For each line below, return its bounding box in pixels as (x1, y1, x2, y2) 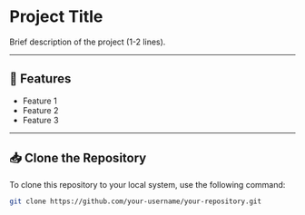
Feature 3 (22, 114, 59, 125)
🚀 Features (9, 71, 72, 87)
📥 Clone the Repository (9, 151, 147, 166)
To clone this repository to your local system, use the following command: (9, 179, 286, 190)
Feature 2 (22, 104, 59, 115)
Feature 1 (22, 95, 57, 106)
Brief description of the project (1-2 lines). (9, 36, 166, 47)
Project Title (9, 6, 103, 27)
